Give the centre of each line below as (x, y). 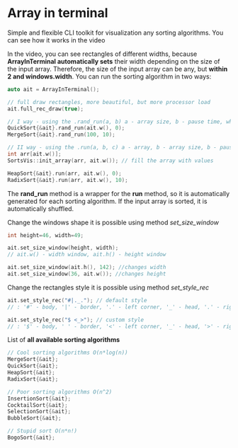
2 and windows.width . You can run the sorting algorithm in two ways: (109, 76)
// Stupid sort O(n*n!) (42, 431)
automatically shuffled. (41, 208)
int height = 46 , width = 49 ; (45, 235)
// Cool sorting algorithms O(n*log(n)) (68, 353)
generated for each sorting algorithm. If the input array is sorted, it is (107, 201)
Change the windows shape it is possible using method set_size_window (113, 222)
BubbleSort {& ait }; (34, 418)
